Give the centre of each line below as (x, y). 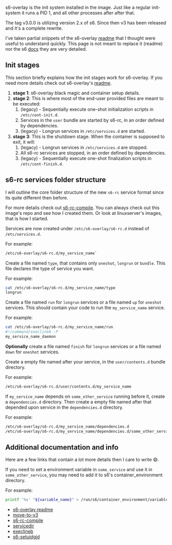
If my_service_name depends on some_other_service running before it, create (85, 396)
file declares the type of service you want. (50, 268)
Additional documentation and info (62, 447)
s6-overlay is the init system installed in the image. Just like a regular (78, 7)
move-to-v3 (25, 515)
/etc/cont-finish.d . (42, 164)
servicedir (23, 526)
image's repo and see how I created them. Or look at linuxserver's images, (84, 213)
